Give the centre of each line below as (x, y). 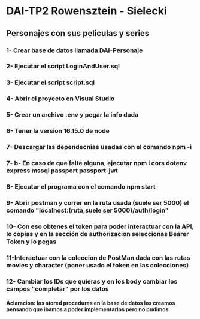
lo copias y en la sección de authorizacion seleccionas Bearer (98, 234)
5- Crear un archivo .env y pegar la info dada (72, 115)
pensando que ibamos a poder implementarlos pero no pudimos (87, 309)
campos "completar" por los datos (57, 288)
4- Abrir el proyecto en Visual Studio (60, 99)
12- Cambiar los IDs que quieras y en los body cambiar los (92, 281)
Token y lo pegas (31, 242)
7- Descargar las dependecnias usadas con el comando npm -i (99, 147)
